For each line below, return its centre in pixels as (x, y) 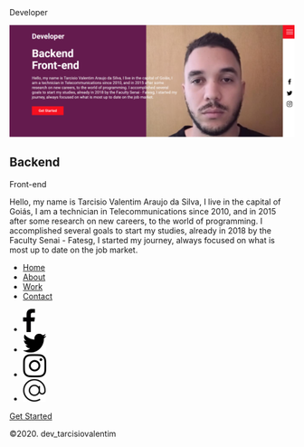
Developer (28, 12)
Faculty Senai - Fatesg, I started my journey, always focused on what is (142, 240)
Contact (37, 296)
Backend (35, 162)
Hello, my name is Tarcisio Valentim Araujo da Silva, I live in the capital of (145, 202)
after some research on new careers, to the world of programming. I (136, 221)
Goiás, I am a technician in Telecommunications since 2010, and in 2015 (143, 211)
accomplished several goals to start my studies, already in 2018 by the (140, 230)
